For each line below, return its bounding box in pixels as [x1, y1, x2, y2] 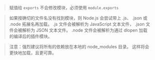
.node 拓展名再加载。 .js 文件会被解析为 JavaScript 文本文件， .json [9, 21, 145, 27]
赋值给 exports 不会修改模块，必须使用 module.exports [9, 5, 119, 10]
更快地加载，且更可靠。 [9, 50, 57, 56]
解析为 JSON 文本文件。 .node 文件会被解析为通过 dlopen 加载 [22, 27, 148, 33]
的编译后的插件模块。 [9, 34, 52, 39]
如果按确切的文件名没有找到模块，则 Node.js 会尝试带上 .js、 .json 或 [9, 15, 148, 21]
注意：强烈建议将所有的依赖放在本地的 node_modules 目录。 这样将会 [9, 44, 150, 49]
